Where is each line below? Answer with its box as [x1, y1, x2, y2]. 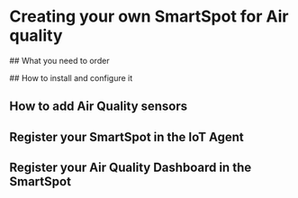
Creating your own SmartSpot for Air [9, 6, 289, 27]
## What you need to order [9, 55, 110, 66]
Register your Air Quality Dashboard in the [9, 160, 252, 175]
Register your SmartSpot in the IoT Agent [9, 129, 245, 145]
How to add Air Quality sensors [9, 99, 188, 114]
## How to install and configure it [9, 72, 133, 83]
